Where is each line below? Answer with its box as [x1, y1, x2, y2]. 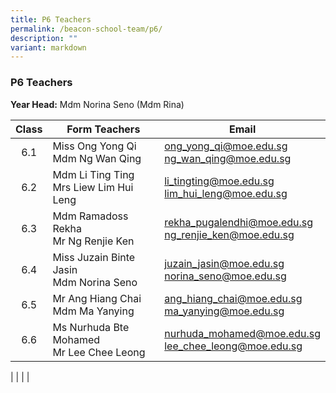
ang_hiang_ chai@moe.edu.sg [164, 291, 303, 305]
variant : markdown [10, 42, 87, 53]
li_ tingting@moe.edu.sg [164, 174, 275, 188]
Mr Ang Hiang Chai [52, 291, 142, 305]
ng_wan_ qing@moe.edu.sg [164, 151, 292, 165]
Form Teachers [66, 122, 141, 136]
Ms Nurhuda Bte [52, 320, 130, 334]
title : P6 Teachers [10, 14, 92, 25]
